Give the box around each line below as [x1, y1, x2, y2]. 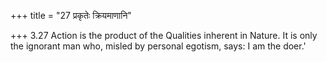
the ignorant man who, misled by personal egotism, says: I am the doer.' [10, 40, 307, 52]
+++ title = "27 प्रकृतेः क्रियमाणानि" [10, 10, 132, 21]
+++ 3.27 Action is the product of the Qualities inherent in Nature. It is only [10, 30, 318, 41]
